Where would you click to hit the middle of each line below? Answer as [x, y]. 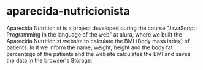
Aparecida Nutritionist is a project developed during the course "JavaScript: [102, 28]
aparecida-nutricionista [68, 11]
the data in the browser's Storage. [49, 60]
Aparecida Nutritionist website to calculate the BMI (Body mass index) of [98, 41]
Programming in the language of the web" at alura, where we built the [94, 34]
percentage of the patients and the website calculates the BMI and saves [98, 54]
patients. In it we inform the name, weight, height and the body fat [90, 47]
